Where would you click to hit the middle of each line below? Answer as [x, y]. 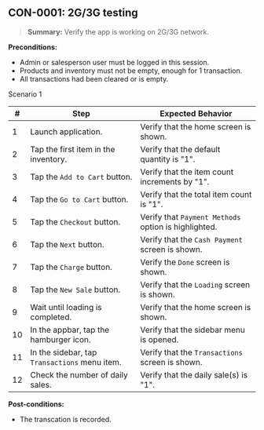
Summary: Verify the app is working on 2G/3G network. [118, 31]
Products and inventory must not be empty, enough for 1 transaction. [131, 71]
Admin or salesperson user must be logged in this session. [114, 62]
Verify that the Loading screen [195, 284]
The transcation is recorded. [65, 419]
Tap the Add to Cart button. [81, 177]
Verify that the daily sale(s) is [194, 374]
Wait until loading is [66, 307]
